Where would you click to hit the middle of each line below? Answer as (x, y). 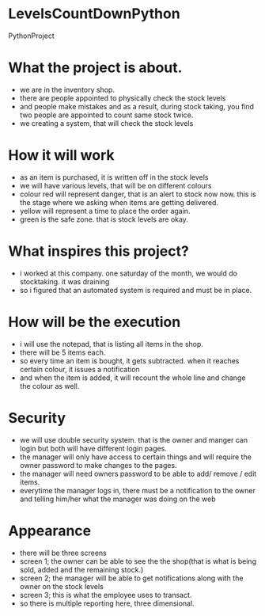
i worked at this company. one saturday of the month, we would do (128, 273)
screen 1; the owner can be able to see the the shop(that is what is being (138, 561)
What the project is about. (95, 68)
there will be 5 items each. (62, 352)
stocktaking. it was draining (64, 281)
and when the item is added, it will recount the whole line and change (132, 378)
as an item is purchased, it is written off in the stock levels (114, 177)
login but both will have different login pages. (93, 448)
